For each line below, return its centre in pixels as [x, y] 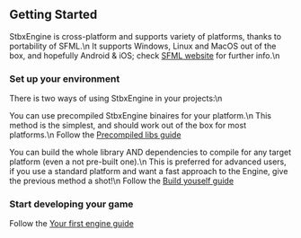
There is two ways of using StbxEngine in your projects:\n [116, 99]
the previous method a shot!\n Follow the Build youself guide [122, 181]
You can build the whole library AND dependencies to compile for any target [150, 153]
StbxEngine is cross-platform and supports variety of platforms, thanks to [145, 36]
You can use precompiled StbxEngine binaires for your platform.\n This [141, 116]
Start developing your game [71, 204]
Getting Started [53, 15]
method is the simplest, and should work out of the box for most [128, 126]
